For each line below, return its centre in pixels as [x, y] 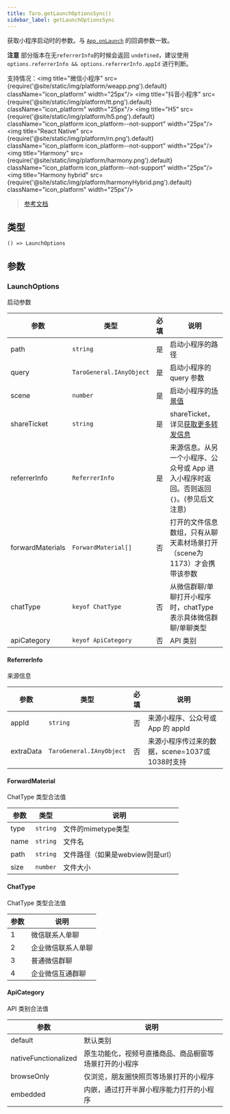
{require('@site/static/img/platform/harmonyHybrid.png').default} [100, 182]
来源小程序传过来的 [179, 742]
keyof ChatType [97, 606]
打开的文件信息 [194, 522]
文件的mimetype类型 [96, 829]
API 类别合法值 [28, 1008]
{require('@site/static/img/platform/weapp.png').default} [87, 86]
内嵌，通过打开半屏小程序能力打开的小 [145, 1089]
